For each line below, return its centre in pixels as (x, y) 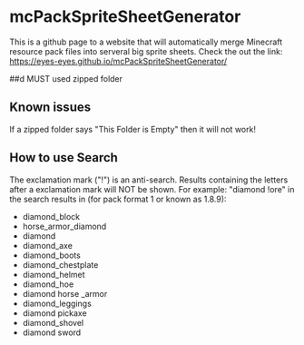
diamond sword (52, 332)
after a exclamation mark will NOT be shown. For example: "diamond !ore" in (152, 189)
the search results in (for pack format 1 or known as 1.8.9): (118, 199)
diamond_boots (52, 255)
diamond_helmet (54, 274)
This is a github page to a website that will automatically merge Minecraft (146, 42)
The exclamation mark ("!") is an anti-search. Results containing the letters (149, 180)
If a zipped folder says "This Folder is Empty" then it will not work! (133, 129)
